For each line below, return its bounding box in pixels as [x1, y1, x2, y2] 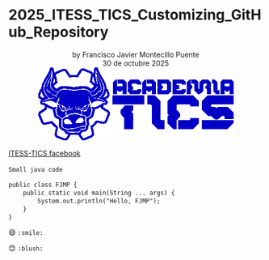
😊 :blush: [8, 243, 44, 253]
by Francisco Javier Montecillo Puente [72, 49, 200, 59]
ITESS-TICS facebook [8, 148, 81, 158]
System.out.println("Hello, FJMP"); [37, 197, 161, 205]
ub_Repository [8, 23, 109, 41]
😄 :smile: [8, 227, 44, 237]
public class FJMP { [8, 181, 78, 189]
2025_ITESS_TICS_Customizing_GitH [8, 6, 262, 24]
